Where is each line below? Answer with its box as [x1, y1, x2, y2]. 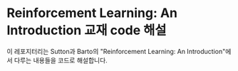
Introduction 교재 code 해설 [6, 23, 167, 38]
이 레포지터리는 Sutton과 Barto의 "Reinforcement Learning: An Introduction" [6, 47, 226, 55]
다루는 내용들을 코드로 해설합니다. [14, 55, 108, 65]
